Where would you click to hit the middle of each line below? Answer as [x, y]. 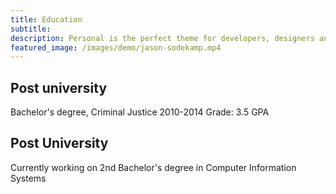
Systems [28, 178]
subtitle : [31, 29]
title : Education [46, 19]
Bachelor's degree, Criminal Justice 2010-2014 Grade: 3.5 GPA [140, 112]
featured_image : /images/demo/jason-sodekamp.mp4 [116, 47]
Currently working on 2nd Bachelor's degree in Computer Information [153, 167]
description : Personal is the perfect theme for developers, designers [162, 38]
